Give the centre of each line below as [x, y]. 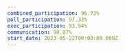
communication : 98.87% [39, 32]
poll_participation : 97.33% [47, 20]
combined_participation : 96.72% [53, 13]
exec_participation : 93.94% [47, 26]
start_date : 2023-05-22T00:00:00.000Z [62, 38]
